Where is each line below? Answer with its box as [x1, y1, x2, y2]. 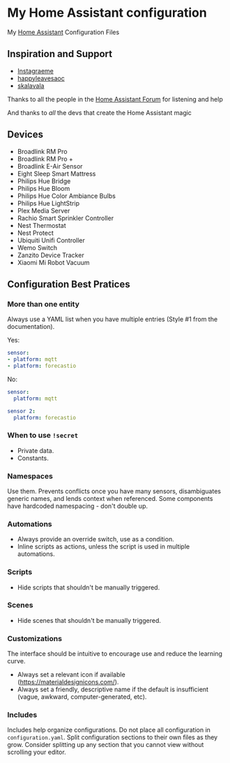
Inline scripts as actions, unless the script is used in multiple [17, 542, 190, 551]
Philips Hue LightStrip [17, 199, 80, 207]
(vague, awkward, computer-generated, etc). [17, 693, 147, 701]
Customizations [7, 633, 63, 643]
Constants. [17, 454, 49, 462]
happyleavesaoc [17, 74, 65, 82]
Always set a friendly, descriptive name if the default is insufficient [17, 685, 209, 694]
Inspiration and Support [7, 48, 113, 60]
